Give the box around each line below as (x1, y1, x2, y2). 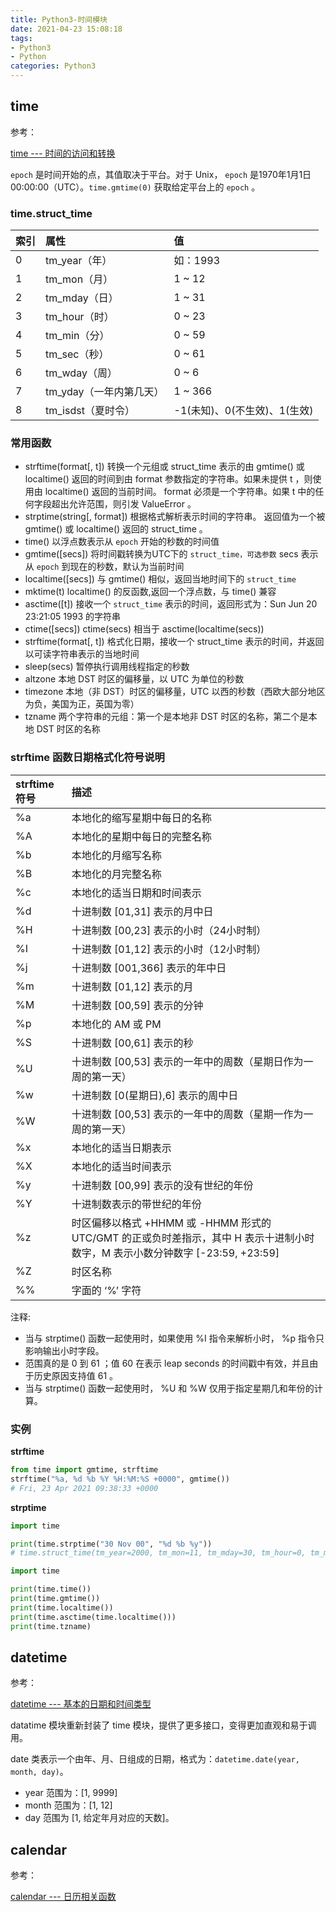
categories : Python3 (10, 61, 97, 71)
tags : (10, 33, 33, 43)
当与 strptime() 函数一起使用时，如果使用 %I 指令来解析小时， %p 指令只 (24, 1332, 325, 1344)
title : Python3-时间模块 (10, 14, 108, 25)
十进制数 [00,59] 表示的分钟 (71, 998, 204, 1012)
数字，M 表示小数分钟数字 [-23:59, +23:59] (71, 1246, 280, 1260)
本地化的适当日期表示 (71, 1141, 172, 1155)
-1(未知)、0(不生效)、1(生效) (173, 404, 314, 418)
